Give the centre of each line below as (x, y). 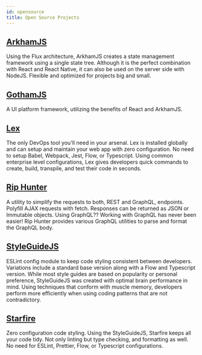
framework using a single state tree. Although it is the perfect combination (99, 63)
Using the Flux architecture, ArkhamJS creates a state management (90, 56)
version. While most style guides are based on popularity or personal (92, 274)
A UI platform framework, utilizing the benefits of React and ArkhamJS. (94, 109)
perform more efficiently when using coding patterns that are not (87, 293)
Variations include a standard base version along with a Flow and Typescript (101, 267)
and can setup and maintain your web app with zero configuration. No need (100, 149)
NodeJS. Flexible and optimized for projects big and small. (79, 75)
